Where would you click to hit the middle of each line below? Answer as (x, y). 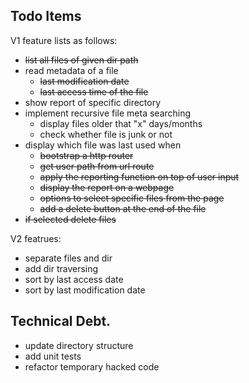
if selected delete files (70, 219)
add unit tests (53, 356)
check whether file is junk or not (106, 134)
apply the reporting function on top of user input (139, 176)
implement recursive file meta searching (108, 113)
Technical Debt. (61, 321)
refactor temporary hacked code (92, 366)
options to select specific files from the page (132, 198)
